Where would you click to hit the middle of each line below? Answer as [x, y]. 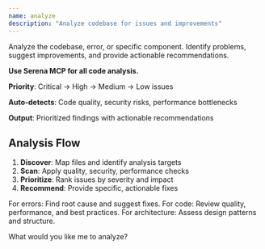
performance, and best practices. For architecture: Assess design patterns [132, 213]
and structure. [32, 221]
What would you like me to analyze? [68, 237]
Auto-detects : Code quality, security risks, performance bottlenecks [123, 102]
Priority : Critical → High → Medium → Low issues [91, 87]
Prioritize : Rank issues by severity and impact [97, 179]
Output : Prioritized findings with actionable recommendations [111, 117]
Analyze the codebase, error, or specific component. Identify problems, [127, 46]
